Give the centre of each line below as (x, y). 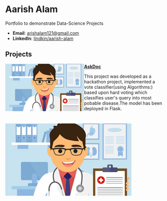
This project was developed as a (118, 76)
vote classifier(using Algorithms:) (118, 87)
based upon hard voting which (116, 92)
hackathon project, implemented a (120, 81)
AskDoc (93, 66)
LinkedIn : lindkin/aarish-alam (43, 38)
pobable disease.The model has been (123, 103)
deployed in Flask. (103, 108)
